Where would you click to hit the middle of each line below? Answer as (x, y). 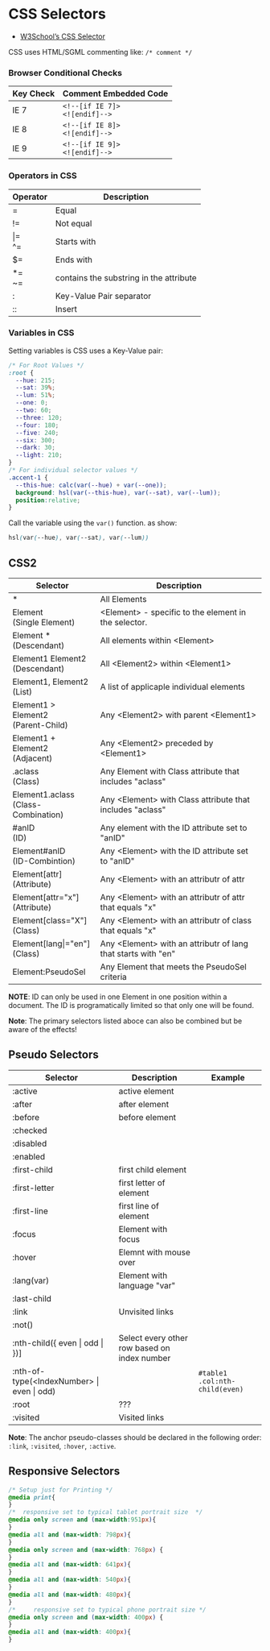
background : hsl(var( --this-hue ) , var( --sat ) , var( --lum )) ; (118, 492)
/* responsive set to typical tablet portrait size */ (106, 1512)
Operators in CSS (43, 176)
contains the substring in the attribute (126, 277)
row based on (144, 1348)
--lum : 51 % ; (36, 396)
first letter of (142, 1183)
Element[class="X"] (50, 921)
